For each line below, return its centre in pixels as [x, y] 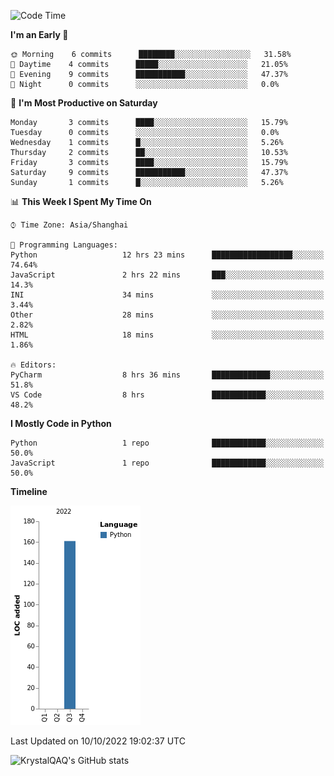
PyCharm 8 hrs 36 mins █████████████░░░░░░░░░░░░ [167, 375]
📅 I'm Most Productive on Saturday [84, 103]
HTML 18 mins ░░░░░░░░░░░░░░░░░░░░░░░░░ [167, 335]
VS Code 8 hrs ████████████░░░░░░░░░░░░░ [167, 395]
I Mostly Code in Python [61, 423]
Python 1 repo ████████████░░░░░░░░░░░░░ [167, 443]
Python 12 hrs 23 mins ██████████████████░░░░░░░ [167, 255]
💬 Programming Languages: [64, 245]
